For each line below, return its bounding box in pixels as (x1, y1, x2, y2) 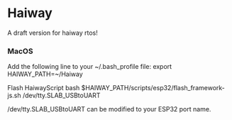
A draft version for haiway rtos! (7, 28, 98, 37)
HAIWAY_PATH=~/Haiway (7, 70, 83, 79)
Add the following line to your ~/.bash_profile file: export (7, 62, 172, 71)
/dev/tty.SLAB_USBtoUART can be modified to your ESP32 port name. (7, 105, 211, 114)
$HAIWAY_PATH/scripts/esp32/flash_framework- (81, 84, 225, 92)
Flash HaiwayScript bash (7, 84, 80, 92)
